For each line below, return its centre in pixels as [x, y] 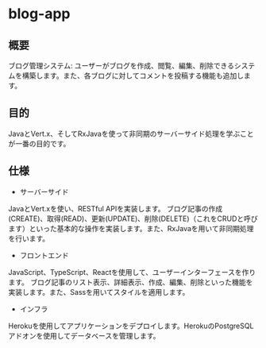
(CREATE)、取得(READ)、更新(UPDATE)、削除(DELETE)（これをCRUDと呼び [133, 218]
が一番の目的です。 [39, 143]
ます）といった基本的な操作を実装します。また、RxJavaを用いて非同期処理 [131, 228]
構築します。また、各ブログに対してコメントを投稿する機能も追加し [133, 75]
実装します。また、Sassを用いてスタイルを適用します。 [99, 292]
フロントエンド [44, 255]
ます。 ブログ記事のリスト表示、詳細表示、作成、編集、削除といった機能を [131, 282]
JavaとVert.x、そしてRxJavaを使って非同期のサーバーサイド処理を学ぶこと [131, 133]
